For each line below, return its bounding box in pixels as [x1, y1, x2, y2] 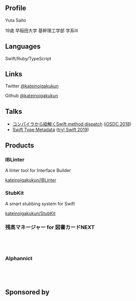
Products [5, 141, 34, 150]
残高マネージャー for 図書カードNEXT [5, 224, 95, 231]
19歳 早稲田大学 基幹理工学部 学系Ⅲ [5, 27, 78, 33]
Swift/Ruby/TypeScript [5, 55, 51, 61]
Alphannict [5, 255, 33, 262]
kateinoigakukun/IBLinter [5, 177, 56, 183]
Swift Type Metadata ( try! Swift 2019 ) [12, 127, 89, 133]
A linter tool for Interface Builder [5, 167, 71, 173]
